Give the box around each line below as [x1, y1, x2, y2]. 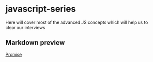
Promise [5, 51, 22, 57]
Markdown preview [5, 39, 65, 47]
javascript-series [5, 3, 76, 15]
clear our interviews [5, 24, 46, 30]
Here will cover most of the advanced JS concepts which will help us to [5, 19, 148, 25]
